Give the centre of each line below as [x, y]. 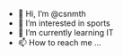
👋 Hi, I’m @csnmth [52, 14]
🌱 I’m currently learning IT [66, 32]
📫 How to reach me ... [59, 43]
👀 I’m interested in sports [64, 23]
